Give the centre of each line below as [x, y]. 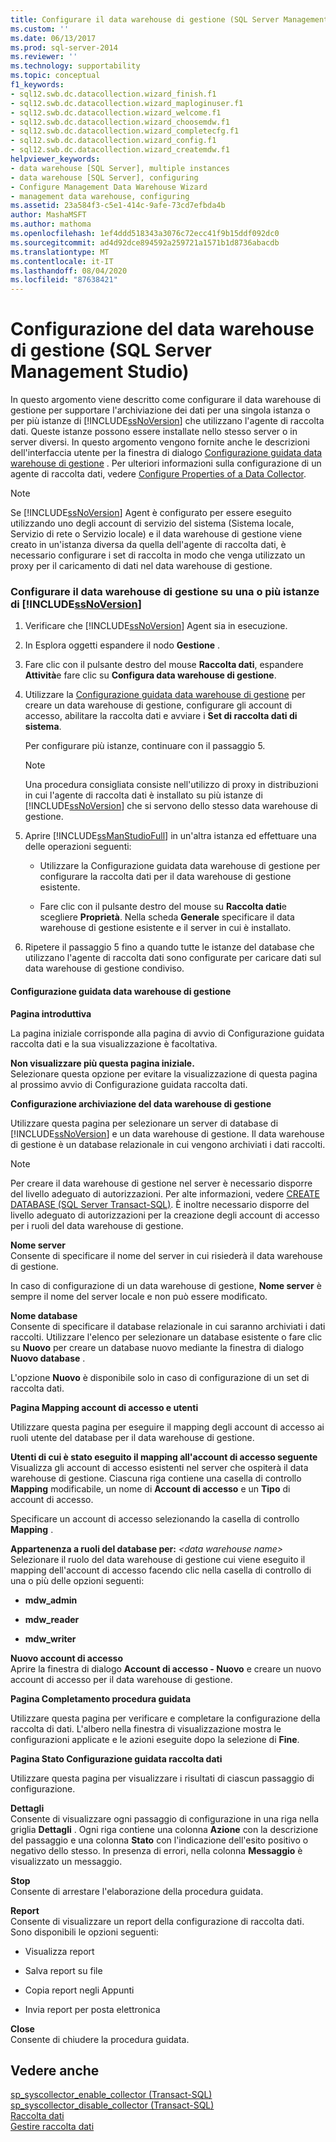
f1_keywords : [37, 85]
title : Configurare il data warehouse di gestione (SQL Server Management [169, 19]
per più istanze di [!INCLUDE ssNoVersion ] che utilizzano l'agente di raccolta [167, 421]
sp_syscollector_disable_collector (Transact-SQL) [112, 2105]
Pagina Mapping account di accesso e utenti [104, 1407]
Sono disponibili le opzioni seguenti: [84, 1932]
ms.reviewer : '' [44, 57]
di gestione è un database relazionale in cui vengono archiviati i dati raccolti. [168, 1144]
